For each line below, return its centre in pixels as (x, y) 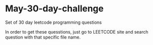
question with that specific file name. (43, 37)
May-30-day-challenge (54, 9)
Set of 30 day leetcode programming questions (53, 22)
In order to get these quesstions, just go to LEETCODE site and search (77, 32)
